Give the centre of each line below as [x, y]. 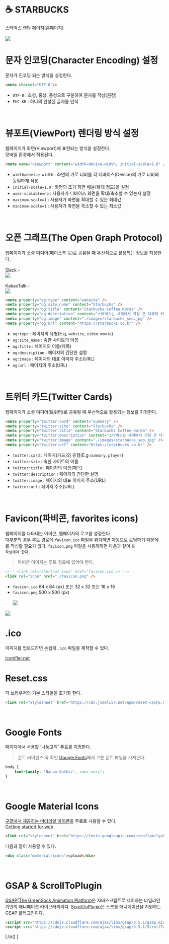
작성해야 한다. [18, 552]
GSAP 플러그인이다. [25, 913]
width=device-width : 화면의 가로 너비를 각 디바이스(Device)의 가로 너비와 [86, 174]
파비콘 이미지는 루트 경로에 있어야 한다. [56, 562]
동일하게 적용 [25, 180]
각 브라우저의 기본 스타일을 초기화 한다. [44, 693]
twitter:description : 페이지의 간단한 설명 [55, 474]
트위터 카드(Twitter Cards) [59, 397]
